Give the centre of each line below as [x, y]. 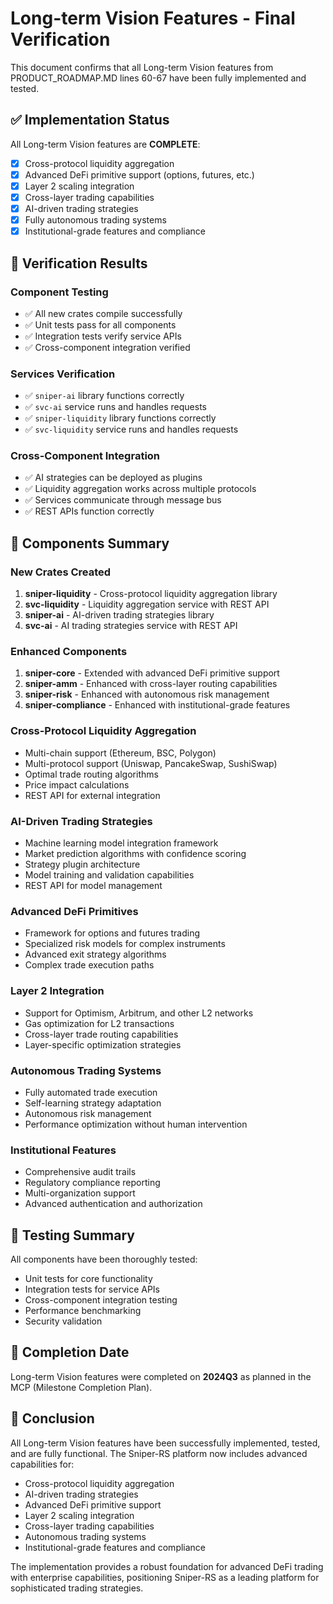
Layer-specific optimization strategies [103, 1044]
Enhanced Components [69, 652]
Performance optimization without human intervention [136, 1124]
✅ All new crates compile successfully [103, 313]
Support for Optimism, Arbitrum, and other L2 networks [139, 1013]
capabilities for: [42, 1464]
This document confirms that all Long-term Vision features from [142, 67]
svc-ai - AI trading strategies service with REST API [131, 626]
